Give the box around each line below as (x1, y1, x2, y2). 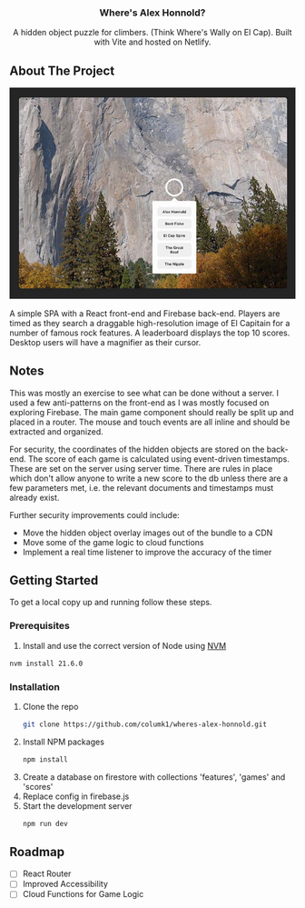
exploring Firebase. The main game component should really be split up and (9, 406, 294, 417)
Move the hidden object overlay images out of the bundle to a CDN (22, 527, 273, 538)
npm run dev (22, 819, 68, 828)
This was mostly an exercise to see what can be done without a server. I (9, 387, 280, 398)
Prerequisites (9, 620, 70, 633)
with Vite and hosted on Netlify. (93, 36, 212, 47)
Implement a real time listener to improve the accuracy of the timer (22, 546, 272, 557)
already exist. (9, 492, 60, 503)
